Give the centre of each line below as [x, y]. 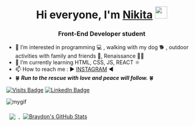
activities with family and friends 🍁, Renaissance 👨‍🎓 [79, 56]
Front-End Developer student [102, 34]
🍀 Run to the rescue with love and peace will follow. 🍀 [84, 78]
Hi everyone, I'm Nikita [94, 15]
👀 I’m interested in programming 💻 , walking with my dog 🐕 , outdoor [102, 47]
